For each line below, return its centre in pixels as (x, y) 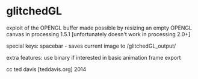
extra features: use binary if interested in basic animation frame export (94, 57)
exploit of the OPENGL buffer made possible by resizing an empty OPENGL (99, 28)
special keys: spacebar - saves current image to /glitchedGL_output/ (91, 46)
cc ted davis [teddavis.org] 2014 (46, 69)
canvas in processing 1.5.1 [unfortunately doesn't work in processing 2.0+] (98, 34)
